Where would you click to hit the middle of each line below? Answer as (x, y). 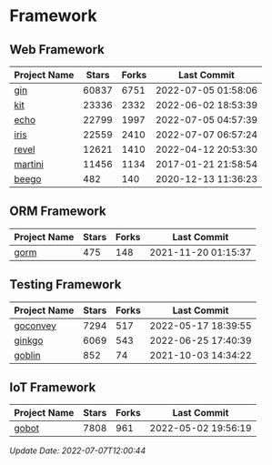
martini (29, 164)
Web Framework (57, 50)
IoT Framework (53, 388)
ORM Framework (58, 212)
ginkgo (29, 340)
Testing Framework (65, 284)
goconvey (35, 326)
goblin (27, 355)
